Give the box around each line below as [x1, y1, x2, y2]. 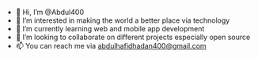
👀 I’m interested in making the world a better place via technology [15, 16, 230, 25]
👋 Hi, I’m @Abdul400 [15, 8, 85, 16]
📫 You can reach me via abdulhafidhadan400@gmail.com [15, 42, 207, 50]
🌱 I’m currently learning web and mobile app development [15, 24, 205, 33]
